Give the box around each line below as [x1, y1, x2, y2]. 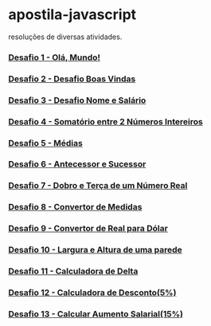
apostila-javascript [8, 6, 137, 24]
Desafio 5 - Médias [8, 137, 84, 148]
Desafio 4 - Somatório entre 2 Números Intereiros [8, 116, 203, 127]
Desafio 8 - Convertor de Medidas [8, 202, 143, 213]
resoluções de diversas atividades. [8, 32, 123, 41]
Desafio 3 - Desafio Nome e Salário [8, 94, 147, 105]
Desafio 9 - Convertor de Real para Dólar [8, 223, 169, 234]
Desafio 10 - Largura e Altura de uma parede [8, 245, 182, 256]
